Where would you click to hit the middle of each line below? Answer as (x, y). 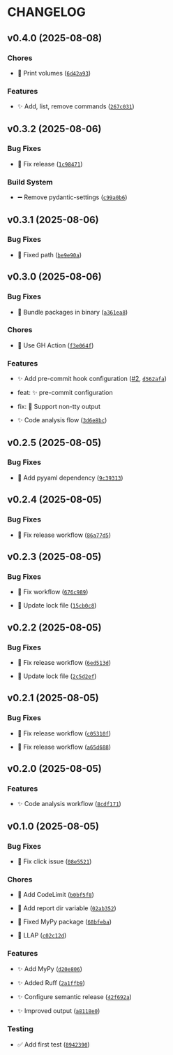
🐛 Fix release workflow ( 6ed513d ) (64, 662)
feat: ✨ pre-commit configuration (65, 393)
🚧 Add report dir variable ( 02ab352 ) (67, 908)
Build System (30, 182)
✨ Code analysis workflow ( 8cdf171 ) (69, 804)
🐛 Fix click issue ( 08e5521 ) (54, 861)
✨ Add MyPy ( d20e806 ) (50, 968)
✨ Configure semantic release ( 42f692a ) (75, 996)
